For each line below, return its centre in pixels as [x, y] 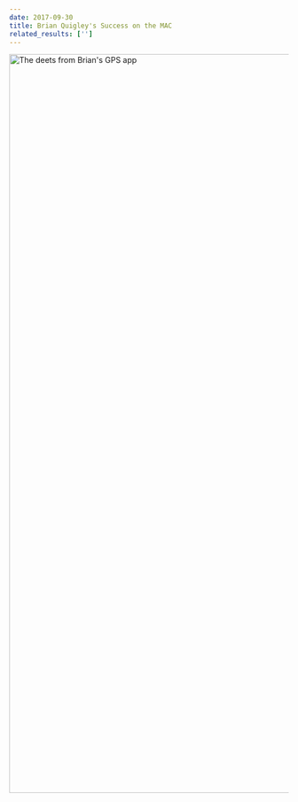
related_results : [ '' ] [51, 34]
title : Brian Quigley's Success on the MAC [91, 26]
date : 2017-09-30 [41, 17]
